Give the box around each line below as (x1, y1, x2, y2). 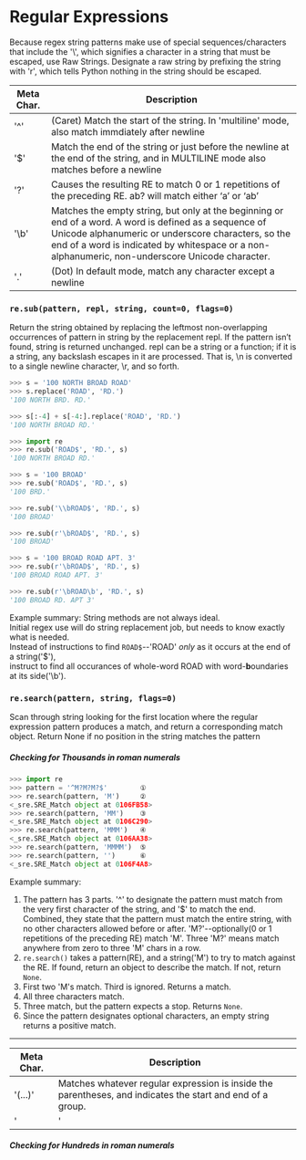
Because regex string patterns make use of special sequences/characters (9, 37, 287, 47)
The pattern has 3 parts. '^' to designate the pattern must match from (22, 894, 283, 904)
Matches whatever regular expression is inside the (57, 1077, 273, 1090)
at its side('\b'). (9, 670, 66, 681)
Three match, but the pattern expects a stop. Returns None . (22, 1000, 243, 1011)
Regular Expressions (9, 6, 169, 27)
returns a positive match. (22, 1019, 117, 1030)
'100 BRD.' (9, 486, 51, 496)
